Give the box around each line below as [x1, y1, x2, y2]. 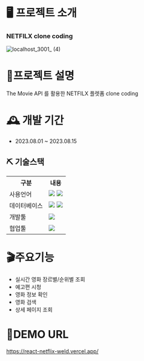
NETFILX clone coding [6, 32, 73, 41]
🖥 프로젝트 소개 [6, 6, 77, 20]
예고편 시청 [15, 283, 42, 291]
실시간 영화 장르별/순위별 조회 [15, 276, 86, 283]
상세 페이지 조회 [15, 306, 53, 313]
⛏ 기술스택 [6, 156, 45, 167]
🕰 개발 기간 [6, 113, 64, 127]
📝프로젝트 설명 [6, 68, 74, 82]
